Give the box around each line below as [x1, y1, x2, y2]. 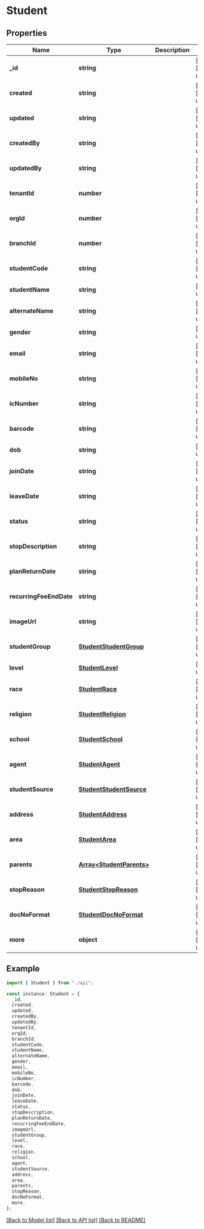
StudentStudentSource [78, 785, 147, 793]
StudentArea [78, 835, 117, 843]
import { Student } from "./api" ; [6, 979, 94, 986]
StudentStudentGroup [78, 642, 144, 651]
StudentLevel [78, 663, 118, 672]
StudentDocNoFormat [78, 911, 144, 919]
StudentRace [78, 685, 117, 693]
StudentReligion [78, 710, 126, 718]
